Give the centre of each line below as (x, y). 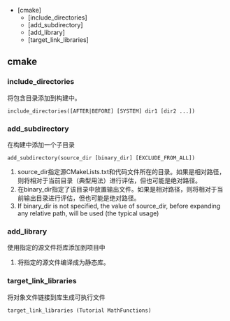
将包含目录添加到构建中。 (44, 98)
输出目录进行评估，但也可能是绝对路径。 (82, 198)
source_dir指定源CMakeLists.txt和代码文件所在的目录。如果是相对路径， (121, 171)
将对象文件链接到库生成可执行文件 (56, 297)
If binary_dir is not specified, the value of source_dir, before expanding (119, 206)
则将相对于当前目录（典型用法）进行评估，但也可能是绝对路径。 (109, 180)
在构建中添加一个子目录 (41, 144)
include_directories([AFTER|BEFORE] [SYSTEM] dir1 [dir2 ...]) (101, 111)
